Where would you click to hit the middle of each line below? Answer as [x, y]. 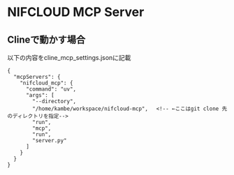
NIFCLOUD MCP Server [76, 12]
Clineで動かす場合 [46, 39]
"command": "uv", [51, 89]
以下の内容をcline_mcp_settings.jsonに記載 [69, 58]
